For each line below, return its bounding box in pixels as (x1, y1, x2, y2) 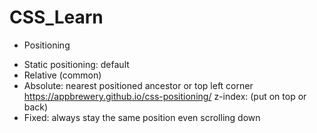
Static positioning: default (23, 58, 130, 70)
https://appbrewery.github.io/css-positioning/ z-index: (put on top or (23, 90, 307, 102)
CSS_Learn (9, 6, 104, 29)
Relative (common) (23, 69, 102, 81)
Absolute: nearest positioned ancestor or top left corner (23, 79, 254, 91)
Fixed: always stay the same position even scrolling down (23, 111, 261, 123)
